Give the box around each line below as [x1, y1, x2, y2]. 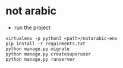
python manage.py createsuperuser [5, 51, 92, 57]
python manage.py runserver [5, 56, 75, 62]
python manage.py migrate [5, 46, 70, 52]
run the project [14, 24, 51, 31]
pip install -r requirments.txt [5, 41, 86, 47]
